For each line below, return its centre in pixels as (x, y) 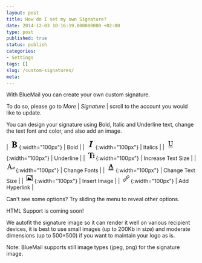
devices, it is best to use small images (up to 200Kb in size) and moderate (98, 229)
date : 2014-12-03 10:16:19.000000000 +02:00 (63, 25)
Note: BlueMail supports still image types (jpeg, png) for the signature (93, 247)
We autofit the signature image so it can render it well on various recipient (98, 223)
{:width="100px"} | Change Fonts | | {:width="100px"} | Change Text (106, 170)
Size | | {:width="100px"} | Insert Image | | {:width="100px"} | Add (98, 181)
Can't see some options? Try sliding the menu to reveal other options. (93, 199)
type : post (20, 32)
